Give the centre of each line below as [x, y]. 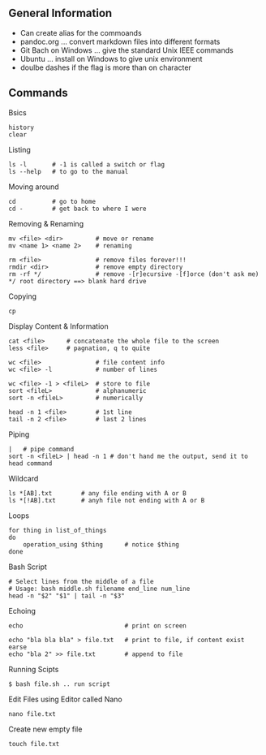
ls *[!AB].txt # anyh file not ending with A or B [107, 500]
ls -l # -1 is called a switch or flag [86, 164]
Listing [19, 149]
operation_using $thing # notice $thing [101, 544]
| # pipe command [41, 449]
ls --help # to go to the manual [69, 171]
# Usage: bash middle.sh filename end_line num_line [99, 589]
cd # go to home [52, 201]
